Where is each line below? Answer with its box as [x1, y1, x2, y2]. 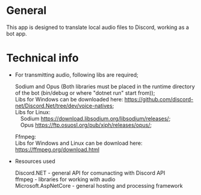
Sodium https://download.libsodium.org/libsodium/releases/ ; [20, 115, 171, 122]
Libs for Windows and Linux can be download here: [14, 139, 143, 147]
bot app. [6, 30, 27, 37]
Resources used [14, 158, 55, 165]
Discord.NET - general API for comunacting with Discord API [14, 169, 165, 176]
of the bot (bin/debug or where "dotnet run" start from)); [14, 89, 155, 97]
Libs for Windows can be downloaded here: [14, 95, 123, 103]
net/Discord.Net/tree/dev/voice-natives [14, 102, 113, 109]
